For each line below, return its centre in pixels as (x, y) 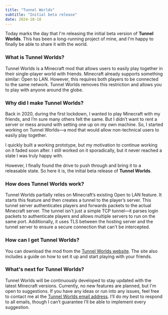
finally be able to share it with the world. (46, 44)
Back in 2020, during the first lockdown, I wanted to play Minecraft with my (83, 113)
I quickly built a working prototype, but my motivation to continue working (81, 145)
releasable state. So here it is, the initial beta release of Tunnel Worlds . (78, 171)
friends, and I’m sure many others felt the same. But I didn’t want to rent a (81, 119)
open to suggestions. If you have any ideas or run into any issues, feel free (82, 291)
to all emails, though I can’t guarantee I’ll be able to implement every (76, 302)
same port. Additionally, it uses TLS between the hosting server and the (79, 222)
